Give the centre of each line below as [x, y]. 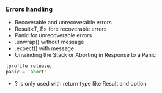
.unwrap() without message [49, 42]
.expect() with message [44, 48]
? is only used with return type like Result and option [80, 84]
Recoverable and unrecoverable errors [63, 23]
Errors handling [29, 9]
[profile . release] [29, 66]
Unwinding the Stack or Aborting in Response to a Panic [85, 55]
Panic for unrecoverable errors [53, 35]
